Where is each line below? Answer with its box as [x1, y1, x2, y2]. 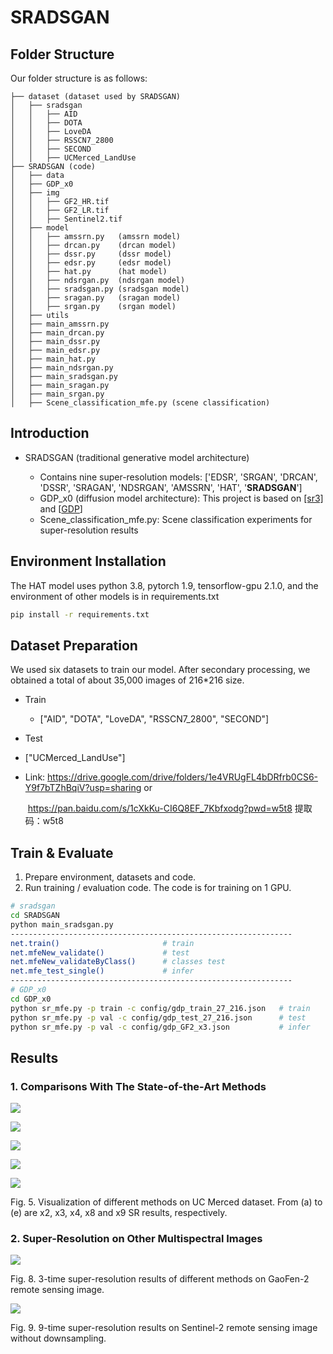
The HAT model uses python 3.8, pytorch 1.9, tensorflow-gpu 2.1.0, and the [10, 579, 319, 591]
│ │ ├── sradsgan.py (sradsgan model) [10, 284, 190, 294]
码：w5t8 [24, 815, 64, 827]
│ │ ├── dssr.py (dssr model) [10, 249, 172, 259]
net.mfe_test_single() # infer [10, 966, 195, 976]
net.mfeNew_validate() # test [10, 947, 190, 958]
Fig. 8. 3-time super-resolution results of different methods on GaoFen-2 [10, 1273, 310, 1285]
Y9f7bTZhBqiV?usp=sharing [24, 782, 142, 794]
